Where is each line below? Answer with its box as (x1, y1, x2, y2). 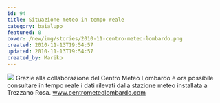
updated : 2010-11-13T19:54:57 (7, 48, 94, 55)
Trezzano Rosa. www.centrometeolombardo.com (7, 88, 146, 96)
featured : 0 (7, 29, 41, 36)
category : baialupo (7, 23, 63, 29)
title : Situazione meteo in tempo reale (7, 16, 125, 23)
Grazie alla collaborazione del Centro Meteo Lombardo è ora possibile (15, 74, 214, 82)
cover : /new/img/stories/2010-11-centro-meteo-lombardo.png (7, 35, 184, 42)
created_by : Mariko (7, 55, 63, 61)
